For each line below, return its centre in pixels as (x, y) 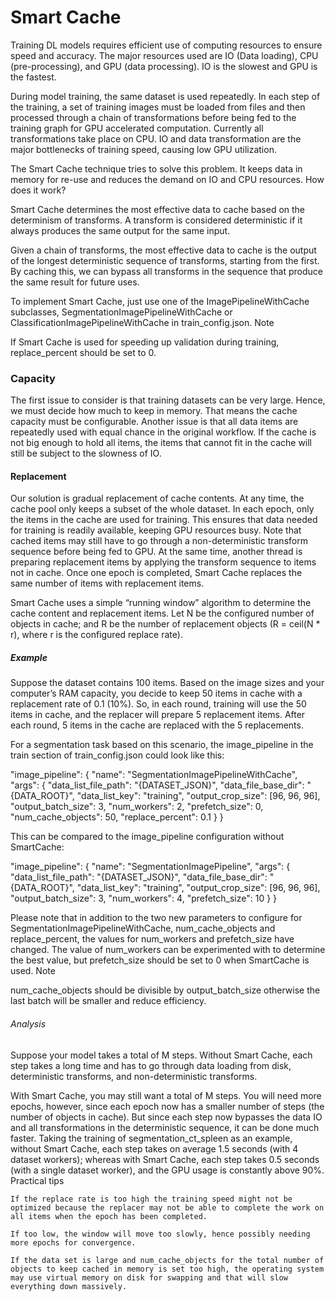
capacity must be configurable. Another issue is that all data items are (154, 422)
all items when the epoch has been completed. (109, 1216)
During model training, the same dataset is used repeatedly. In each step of (165, 96)
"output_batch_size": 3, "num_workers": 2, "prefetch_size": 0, (137, 807)
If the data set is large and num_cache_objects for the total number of (167, 1260)
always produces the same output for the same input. (120, 230)
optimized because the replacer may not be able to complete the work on (167, 1207)
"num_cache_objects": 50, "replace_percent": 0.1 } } (117, 817)
